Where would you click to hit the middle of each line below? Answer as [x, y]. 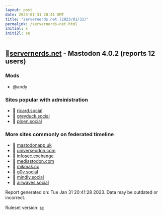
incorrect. [15, 198]
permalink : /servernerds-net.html [42, 24]
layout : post [19, 10]
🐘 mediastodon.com [33, 161]
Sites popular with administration [47, 99]
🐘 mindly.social [28, 177]
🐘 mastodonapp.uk [32, 145]
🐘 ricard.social [27, 111]
